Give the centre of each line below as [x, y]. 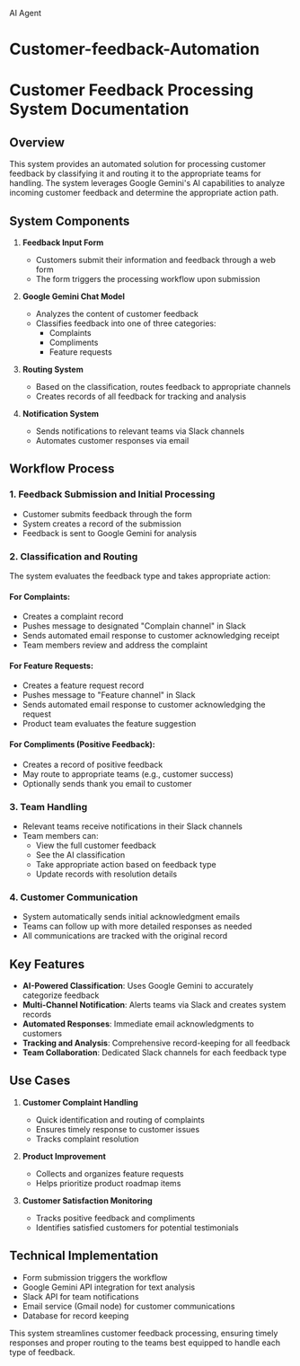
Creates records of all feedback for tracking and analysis [141, 396]
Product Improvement [64, 1156]
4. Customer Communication [74, 897]
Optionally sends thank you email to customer [107, 783]
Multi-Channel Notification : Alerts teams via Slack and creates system [154, 1005]
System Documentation [99, 109]
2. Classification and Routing [74, 556]
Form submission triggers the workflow [95, 1277]
